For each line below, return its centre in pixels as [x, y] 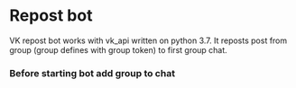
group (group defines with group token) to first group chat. [118, 49]
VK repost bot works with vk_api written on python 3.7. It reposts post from [148, 40]
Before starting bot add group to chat [92, 73]
